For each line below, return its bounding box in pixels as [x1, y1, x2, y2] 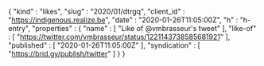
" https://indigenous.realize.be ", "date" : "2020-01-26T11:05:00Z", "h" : [8, 15, 239, 25]
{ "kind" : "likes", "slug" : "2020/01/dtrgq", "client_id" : [8, 7, 185, 16]
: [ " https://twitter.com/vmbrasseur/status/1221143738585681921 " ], [8, 32, 231, 41]
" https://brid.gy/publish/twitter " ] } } [8, 49, 126, 58]
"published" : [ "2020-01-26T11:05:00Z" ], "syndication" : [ [8, 41, 200, 50]
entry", [8, 24, 30, 33]
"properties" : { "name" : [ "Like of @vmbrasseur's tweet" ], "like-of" [31, 24, 257, 33]
